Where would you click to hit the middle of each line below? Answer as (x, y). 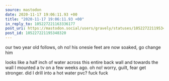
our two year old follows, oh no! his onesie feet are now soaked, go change (83, 47)
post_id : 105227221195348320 (36, 33)
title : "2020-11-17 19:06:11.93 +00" (45, 19)
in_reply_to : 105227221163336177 (40, 24)
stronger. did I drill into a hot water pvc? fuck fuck (57, 73)
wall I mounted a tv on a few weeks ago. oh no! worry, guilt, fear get (76, 67)
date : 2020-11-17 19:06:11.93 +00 (41, 14)
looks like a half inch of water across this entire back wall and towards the (82, 62)
